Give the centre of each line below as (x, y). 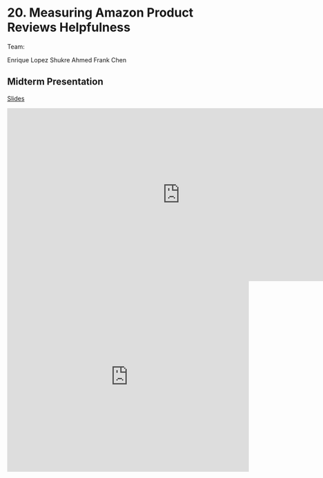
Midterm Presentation (55, 82)
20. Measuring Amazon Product (100, 13)
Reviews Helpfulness (69, 27)
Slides (16, 98)
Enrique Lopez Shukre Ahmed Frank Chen (67, 59)
